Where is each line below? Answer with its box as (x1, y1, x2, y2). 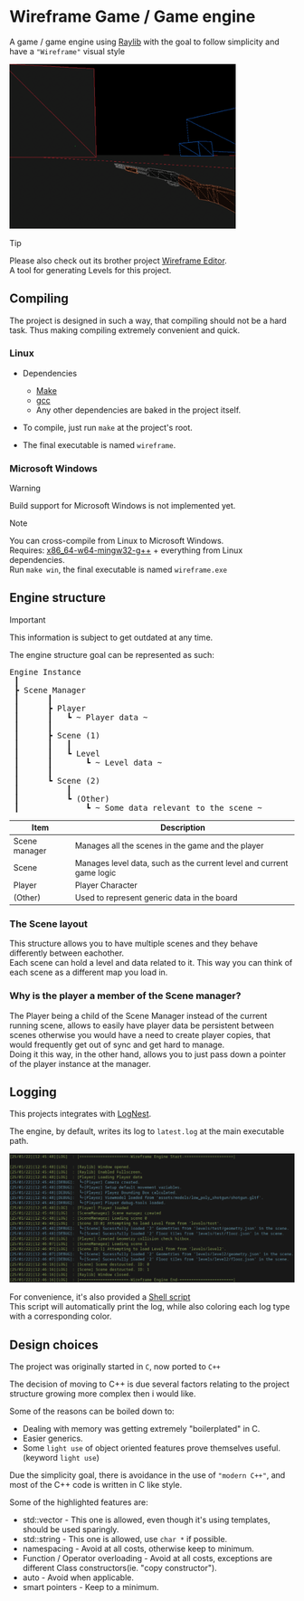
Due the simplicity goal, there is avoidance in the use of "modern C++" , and (9, 1470, 286, 1481)
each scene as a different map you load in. (9, 967, 168, 978)
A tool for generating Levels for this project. (9, 264, 172, 275)
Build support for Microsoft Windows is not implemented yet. (9, 500, 236, 511)
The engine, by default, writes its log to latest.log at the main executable (9, 1126, 285, 1137)
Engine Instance (9, 667, 81, 677)
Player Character (74, 880, 138, 891)
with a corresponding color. (9, 1310, 112, 1322)
